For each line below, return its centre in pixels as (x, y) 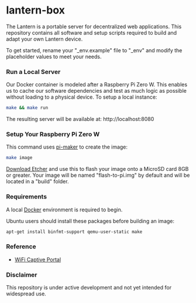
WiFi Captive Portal (38, 260)
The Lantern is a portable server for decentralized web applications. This (94, 26)
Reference (21, 247)
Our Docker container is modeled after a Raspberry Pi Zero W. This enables (97, 85)
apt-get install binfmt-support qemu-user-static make (74, 232)
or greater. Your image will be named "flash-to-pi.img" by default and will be (98, 175)
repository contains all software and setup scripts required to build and (92, 32)
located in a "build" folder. (37, 181)
